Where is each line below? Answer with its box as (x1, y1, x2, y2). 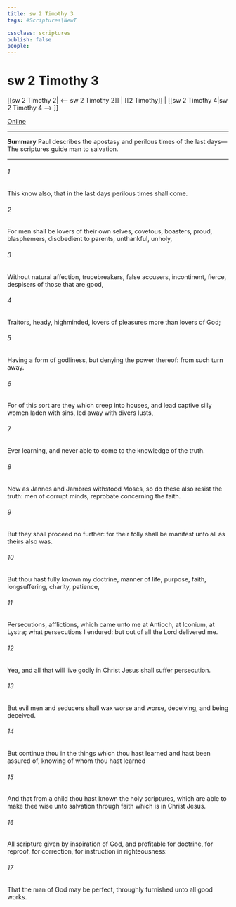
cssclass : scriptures (7, 30, 71, 37)
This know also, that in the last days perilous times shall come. (7, 189, 188, 198)
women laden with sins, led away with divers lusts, (7, 409, 154, 417)
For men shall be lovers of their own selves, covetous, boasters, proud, (7, 227, 213, 236)
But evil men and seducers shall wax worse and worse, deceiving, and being (7, 704, 229, 712)
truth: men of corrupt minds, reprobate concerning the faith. (7, 491, 181, 500)
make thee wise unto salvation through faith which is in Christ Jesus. (7, 802, 206, 811)
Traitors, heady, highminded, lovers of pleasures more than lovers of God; (7, 318, 221, 326)
